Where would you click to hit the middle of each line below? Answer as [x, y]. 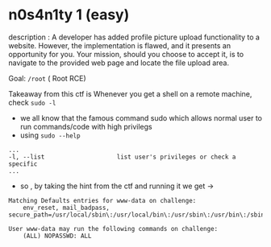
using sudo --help [50, 135]
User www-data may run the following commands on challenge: [113, 228]
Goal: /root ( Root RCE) [47, 78]
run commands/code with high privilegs [86, 126]
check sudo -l [32, 102]
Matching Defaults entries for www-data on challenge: [102, 200]
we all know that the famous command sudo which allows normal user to [141, 117]
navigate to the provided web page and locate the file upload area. [119, 63]
